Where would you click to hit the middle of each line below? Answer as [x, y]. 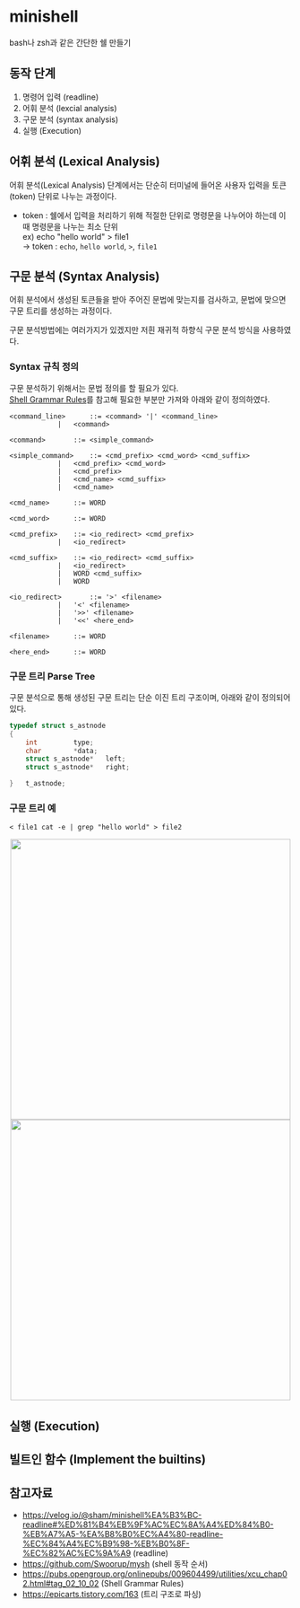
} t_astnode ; [38, 784]
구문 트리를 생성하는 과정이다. [61, 311]
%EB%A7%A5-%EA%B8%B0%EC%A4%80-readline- [123, 1533]
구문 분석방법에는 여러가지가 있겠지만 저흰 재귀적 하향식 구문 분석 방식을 [135, 330]
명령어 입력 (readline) [60, 97]
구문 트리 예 [33, 808]
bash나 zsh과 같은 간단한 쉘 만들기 [70, 42]
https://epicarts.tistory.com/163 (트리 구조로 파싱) [111, 1594]
